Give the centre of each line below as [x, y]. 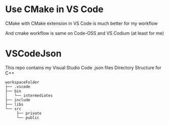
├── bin [13, 91]
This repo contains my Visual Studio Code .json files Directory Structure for [83, 67]
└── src [13, 109]
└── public [28, 117]
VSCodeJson [34, 54]
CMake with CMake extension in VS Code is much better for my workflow [81, 23]
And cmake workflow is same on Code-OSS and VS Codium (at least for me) [85, 33]
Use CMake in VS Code [54, 9]
